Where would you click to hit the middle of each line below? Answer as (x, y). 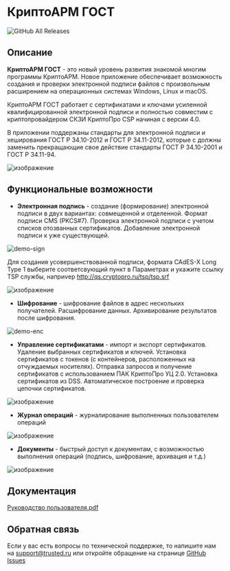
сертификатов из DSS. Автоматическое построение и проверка (111, 381)
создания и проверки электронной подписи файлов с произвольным (109, 84)
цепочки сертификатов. (52, 388)
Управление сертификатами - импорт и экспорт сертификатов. (112, 344)
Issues (16, 561)
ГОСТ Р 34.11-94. (32, 154)
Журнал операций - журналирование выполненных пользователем (118, 415)
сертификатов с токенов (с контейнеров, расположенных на (106, 359)
